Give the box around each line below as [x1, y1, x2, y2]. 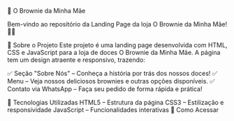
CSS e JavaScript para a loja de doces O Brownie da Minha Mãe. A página [7, 49, 221, 56]
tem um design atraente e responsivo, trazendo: [7, 56, 145, 64]
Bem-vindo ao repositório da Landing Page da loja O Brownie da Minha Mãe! [7, 20, 228, 28]
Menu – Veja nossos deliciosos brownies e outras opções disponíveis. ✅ [7, 77, 215, 85]
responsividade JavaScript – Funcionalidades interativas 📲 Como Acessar [7, 106, 219, 114]
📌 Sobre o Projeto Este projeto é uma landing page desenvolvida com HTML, [7, 41, 228, 49]
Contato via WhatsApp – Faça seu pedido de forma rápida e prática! [7, 85, 203, 93]
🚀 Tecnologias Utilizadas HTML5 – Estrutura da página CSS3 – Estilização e [7, 98, 224, 106]
